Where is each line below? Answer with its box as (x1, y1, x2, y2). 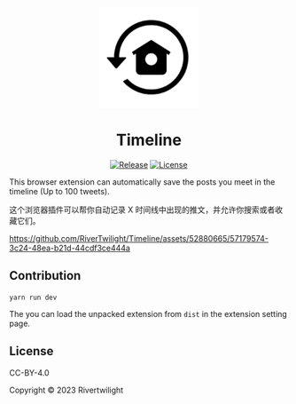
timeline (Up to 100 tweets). (9, 186, 110, 196)
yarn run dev (9, 293, 58, 302)
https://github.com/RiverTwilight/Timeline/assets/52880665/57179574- (9, 233, 269, 243)
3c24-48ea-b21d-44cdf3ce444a (9, 242, 131, 253)
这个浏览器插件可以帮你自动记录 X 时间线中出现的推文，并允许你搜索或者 (9, 204, 276, 215)
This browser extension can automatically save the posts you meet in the (9, 176, 276, 187)
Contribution (9, 268, 82, 283)
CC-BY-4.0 (9, 367, 50, 378)
